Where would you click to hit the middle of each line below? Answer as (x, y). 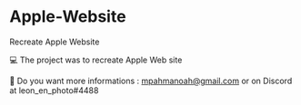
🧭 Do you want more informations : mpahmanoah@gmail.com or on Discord (151, 81)
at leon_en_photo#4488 (54, 90)
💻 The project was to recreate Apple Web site (96, 60)
